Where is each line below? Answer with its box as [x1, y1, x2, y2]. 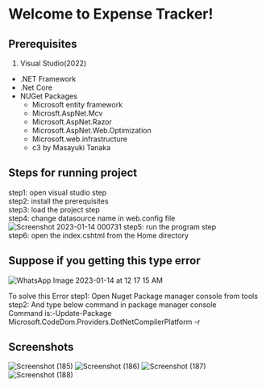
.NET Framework [19, 74, 77, 83]
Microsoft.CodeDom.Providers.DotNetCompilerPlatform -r [8, 317, 201, 326]
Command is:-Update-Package [8, 308, 112, 318]
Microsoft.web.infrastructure [31, 134, 127, 144]
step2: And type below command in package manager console [8, 300, 217, 309]
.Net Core [19, 82, 52, 92]
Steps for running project [8, 166, 138, 180]
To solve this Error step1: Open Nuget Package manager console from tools [8, 291, 258, 301]
